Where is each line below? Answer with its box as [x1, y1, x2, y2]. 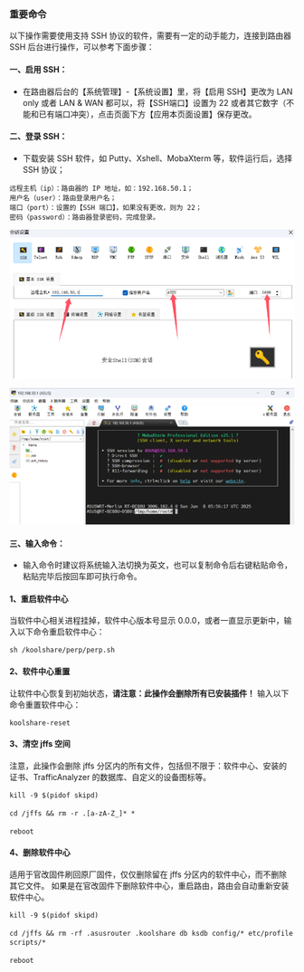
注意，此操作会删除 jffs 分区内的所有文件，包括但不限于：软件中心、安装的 [9, 760, 288, 771]
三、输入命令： [9, 538, 65, 548]
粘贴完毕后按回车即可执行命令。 [22, 571, 142, 582]
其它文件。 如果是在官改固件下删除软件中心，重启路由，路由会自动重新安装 [9, 881, 290, 891]
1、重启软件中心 [9, 593, 70, 604]
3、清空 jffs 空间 [9, 739, 71, 749]
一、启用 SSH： [9, 63, 68, 74]
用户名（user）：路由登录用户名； [9, 193, 118, 203]
